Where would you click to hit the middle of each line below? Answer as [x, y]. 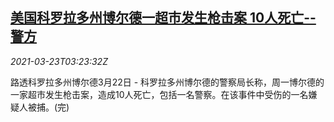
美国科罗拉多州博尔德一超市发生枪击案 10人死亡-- [163, 18]
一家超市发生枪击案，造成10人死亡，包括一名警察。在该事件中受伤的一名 [159, 94]
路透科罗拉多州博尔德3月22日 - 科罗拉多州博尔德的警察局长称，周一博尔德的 [167, 82]
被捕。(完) [48, 107]
